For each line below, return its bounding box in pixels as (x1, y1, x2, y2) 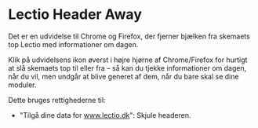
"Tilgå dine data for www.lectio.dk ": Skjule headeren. (19, 110, 191, 119)
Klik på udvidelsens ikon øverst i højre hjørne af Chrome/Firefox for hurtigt (8, 55, 248, 64)
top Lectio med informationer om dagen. (8, 39, 139, 49)
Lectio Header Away (8, 5, 143, 24)
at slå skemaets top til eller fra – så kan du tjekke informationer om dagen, (8, 63, 247, 72)
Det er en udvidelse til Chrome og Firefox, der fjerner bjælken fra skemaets (8, 31, 251, 41)
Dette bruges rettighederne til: (8, 95, 106, 104)
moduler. (8, 80, 37, 90)
